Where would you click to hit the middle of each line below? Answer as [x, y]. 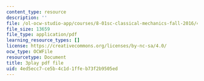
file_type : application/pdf [42, 35]
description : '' [27, 18]
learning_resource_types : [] [43, 40]
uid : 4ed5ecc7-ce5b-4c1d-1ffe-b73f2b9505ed [62, 69]
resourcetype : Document [36, 57]
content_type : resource [36, 12]
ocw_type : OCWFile [29, 52]
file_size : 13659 [28, 29]
